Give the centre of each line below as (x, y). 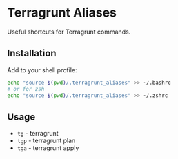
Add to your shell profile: (42, 70)
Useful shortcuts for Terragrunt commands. (69, 32)
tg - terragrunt (38, 134)
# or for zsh (26, 89)
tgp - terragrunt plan (46, 141)
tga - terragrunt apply (48, 148)
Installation (32, 53)
